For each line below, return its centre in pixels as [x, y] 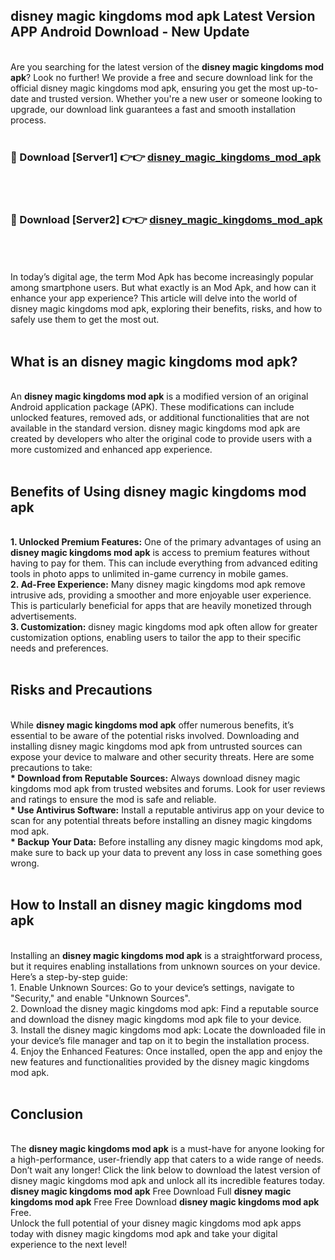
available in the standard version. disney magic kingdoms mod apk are [155, 428]
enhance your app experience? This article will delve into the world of [154, 298]
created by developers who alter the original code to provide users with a [161, 439]
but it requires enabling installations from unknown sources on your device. [165, 966]
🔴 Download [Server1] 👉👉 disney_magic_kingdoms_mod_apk [166, 157]
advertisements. [43, 616]
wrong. [25, 863]
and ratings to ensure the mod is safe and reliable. [113, 799]
